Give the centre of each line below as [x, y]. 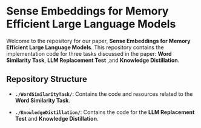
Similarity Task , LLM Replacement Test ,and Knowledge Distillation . [93, 60]
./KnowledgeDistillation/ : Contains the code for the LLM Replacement [105, 112]
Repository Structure [47, 79]
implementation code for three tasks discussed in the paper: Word [89, 53]
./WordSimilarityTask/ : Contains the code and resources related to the [104, 94]
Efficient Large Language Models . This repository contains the [85, 47]
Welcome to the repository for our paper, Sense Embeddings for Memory [98, 41]
